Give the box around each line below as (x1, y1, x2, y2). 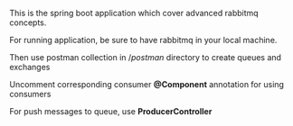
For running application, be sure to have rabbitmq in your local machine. (9, 35, 278, 45)
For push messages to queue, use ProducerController (9, 106, 213, 116)
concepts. (9, 17, 47, 28)
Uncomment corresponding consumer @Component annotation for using (9, 79, 285, 89)
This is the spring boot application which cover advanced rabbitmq (9, 8, 260, 18)
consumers (9, 89, 52, 99)
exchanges (9, 62, 51, 72)
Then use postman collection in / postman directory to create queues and (9, 52, 282, 62)
